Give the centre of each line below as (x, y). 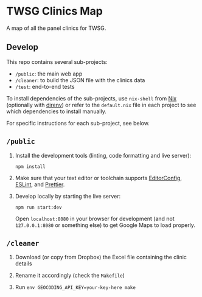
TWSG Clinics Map (55, 11)
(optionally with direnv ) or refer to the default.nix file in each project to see (101, 105)
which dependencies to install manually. (56, 111)
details (23, 264)
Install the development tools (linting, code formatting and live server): (103, 155)
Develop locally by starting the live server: (68, 196)
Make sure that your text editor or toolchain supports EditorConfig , (99, 178)
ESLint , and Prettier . (40, 184)
